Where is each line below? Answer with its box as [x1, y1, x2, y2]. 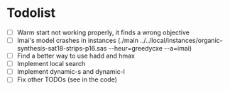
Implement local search [16, 60, 86, 68]
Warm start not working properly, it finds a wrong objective [16, 28, 190, 37]
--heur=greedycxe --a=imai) [108, 44, 192, 53]
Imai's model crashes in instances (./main [16, 37, 139, 44]
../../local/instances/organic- [140, 37, 223, 44]
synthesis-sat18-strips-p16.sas [16, 44, 107, 53]
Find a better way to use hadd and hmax [16, 51, 136, 60]
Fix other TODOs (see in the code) [16, 75, 118, 84]
